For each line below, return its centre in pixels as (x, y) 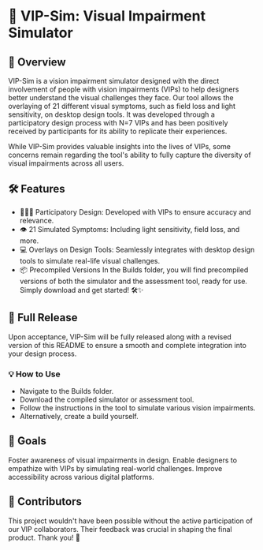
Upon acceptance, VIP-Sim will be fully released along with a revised (120, 337)
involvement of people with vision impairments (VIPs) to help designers (124, 89)
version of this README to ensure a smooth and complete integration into (127, 345)
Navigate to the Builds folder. (67, 391)
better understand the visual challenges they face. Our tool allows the (121, 97)
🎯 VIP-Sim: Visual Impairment (107, 16)
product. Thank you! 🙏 (44, 537)
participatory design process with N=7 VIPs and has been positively (118, 123)
